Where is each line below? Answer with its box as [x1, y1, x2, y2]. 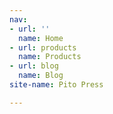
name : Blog [18, 71, 64, 81]
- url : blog [9, 61, 59, 71]
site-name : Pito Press [9, 80, 104, 90]
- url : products [9, 42, 77, 53]
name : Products [18, 52, 82, 62]
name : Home [18, 33, 64, 43]
